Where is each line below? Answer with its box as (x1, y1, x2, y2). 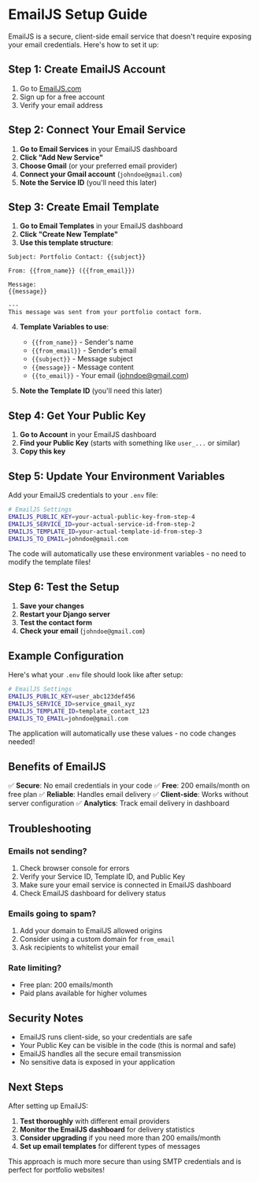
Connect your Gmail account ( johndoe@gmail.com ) (19, 169, 183, 179)
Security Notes (8, 1011, 84, 1025)
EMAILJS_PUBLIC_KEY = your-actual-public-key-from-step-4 (8, 513, 195, 521)
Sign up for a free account (19, 92, 105, 102)
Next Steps (8, 1080, 64, 1094)
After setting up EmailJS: (8, 1101, 89, 1111)
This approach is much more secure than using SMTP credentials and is (8, 1157, 242, 1166)
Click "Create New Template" (19, 230, 119, 239)
